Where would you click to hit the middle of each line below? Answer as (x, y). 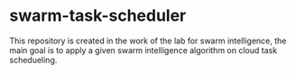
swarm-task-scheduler (98, 16)
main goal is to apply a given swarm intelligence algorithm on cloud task (143, 50)
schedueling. (33, 60)
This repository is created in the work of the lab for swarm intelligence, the (148, 41)
